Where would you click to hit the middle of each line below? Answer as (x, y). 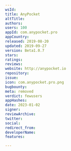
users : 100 (16, 28)
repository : (17, 73)
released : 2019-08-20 (27, 42)
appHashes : (16, 101)
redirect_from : (20, 128)
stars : (12, 55)
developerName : (20, 132)
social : (13, 123)
